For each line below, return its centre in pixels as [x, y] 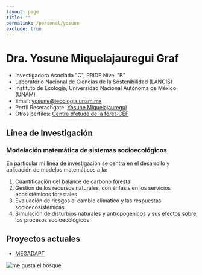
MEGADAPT [30, 253]
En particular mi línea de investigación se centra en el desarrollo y [88, 163]
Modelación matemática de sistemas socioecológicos [87, 150]
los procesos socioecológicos [52, 220]
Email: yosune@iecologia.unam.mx [58, 101]
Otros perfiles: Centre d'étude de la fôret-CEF [72, 114]
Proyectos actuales [43, 239]
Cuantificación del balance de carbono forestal [73, 181]
